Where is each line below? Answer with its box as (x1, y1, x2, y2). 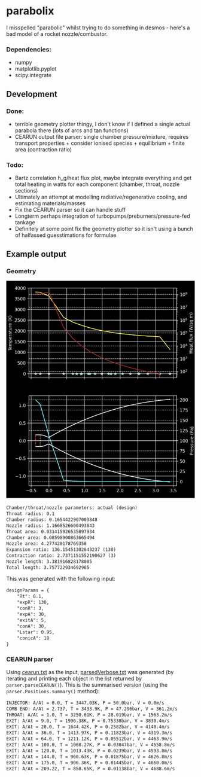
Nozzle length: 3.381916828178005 (6, 559, 93, 565)
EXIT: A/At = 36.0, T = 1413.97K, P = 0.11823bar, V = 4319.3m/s (6, 730, 172, 736)
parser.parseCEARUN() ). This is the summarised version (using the (6, 681, 168, 688)
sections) (14, 187, 38, 194)
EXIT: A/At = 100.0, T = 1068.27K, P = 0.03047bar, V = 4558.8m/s (6, 742, 175, 748)
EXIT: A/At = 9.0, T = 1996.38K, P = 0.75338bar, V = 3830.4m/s (6, 718, 170, 724)
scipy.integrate (14, 72, 52, 79)
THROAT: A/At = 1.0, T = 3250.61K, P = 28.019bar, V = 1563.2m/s (6, 712, 172, 718)
